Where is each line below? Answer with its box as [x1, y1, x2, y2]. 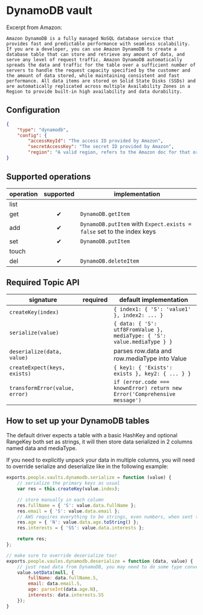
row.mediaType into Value [114, 354, 187, 363]
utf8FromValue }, [114, 326, 164, 333]
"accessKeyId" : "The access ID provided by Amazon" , [28, 138, 164, 144]
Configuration [6, 105, 60, 115]
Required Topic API [6, 277, 80, 288]
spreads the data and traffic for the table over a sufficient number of [6, 62, 196, 68]
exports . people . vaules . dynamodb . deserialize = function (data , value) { [6, 558, 193, 564]
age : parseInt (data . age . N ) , [28, 586, 98, 593]
